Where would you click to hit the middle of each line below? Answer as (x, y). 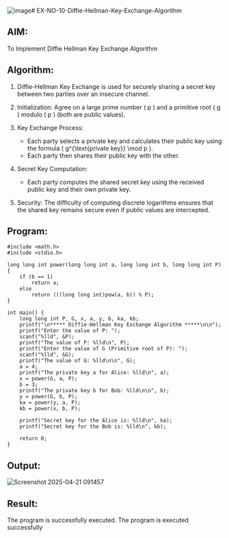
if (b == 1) (36, 277)
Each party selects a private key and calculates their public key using (124, 141)
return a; (45, 283)
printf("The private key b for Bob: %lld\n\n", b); (94, 391)
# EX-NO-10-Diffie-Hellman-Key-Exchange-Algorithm (107, 11)
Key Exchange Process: (50, 127)
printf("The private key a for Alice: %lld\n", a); (94, 373)
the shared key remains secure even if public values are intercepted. (113, 209)
